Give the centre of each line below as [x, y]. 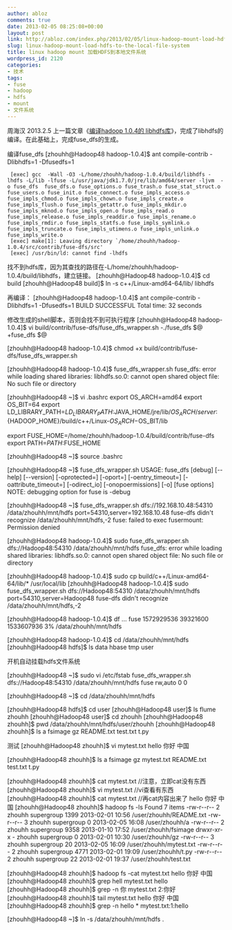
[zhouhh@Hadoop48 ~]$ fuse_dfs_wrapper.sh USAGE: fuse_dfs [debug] [110, 470]
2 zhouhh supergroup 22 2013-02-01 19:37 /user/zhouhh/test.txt [99, 859]
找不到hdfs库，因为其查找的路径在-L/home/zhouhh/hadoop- [93, 266]
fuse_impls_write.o [35, 235]
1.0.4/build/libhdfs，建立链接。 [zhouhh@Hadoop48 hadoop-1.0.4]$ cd [109, 275]
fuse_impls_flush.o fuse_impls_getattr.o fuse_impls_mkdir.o [97, 205]
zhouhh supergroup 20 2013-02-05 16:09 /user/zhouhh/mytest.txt [101, 844]
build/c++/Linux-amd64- [174, 576]
